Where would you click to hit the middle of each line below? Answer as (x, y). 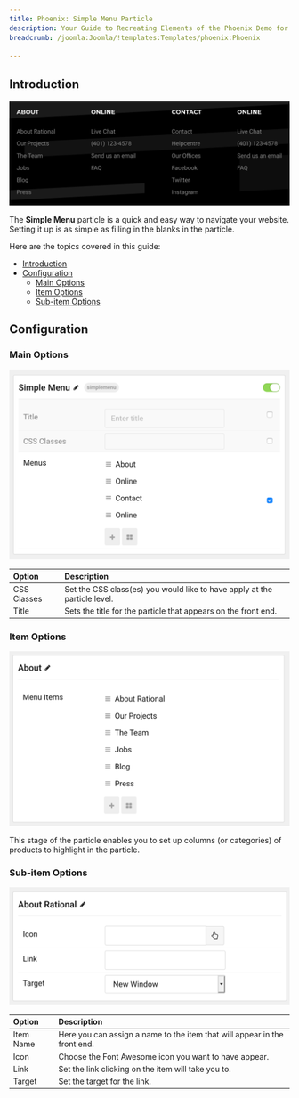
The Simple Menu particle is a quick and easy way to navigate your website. (149, 220)
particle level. (89, 599)
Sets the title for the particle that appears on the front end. (171, 611)
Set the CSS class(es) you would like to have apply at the (169, 590)
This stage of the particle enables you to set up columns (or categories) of (145, 840)
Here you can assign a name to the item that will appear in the (171, 1035)
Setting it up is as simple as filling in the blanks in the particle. (122, 229)
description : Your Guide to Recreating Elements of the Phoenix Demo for (149, 28)
